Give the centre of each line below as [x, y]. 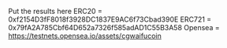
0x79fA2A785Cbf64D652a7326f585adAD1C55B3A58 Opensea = [114, 27]
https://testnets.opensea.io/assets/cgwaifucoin [85, 36]
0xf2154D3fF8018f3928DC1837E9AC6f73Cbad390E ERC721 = [110, 19]
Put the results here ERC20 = [55, 11]
